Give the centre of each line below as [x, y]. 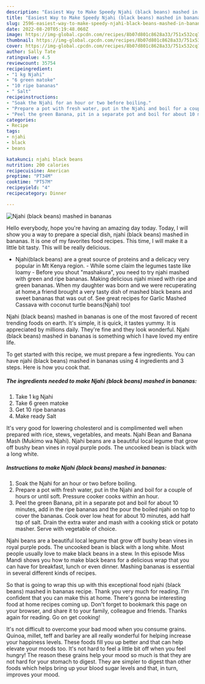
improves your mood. [33, 674]
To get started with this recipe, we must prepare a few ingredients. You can [101, 354]
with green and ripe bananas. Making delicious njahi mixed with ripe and [106, 278]
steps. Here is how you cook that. [49, 367]
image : [15, 35]
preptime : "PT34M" [30, 176]
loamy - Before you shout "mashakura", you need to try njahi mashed [102, 272]
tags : [13, 131]
